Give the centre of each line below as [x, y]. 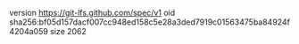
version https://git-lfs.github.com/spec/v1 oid [92, 13]
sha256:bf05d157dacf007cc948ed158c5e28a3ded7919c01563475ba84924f [149, 22]
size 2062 [69, 31]
